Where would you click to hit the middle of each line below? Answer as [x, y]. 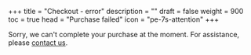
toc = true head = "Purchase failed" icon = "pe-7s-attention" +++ [114, 19]
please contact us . [38, 43]
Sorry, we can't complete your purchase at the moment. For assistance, [124, 34]
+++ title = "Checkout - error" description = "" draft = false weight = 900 [126, 11]
